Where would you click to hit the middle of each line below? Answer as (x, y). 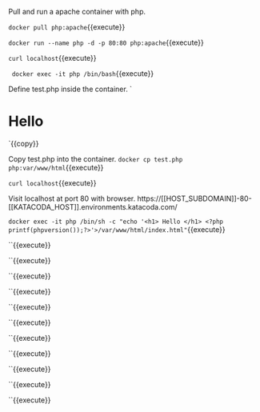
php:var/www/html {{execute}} (56, 167)
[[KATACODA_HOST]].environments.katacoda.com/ (93, 206)
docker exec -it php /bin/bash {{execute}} (83, 74)
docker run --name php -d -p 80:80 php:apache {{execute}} (106, 42)
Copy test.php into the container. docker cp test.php (96, 158)
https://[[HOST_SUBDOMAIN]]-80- (194, 198)
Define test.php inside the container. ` (70, 89)
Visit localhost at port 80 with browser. (72, 198)
